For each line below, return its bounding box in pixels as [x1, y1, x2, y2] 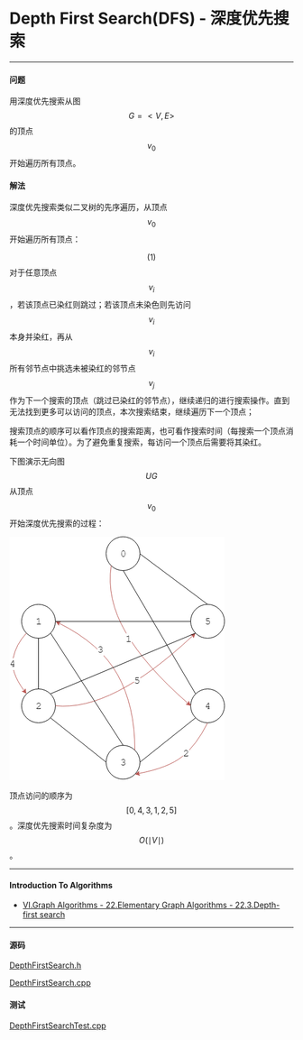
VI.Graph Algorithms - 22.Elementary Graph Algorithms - [22, 899, 234, 911]
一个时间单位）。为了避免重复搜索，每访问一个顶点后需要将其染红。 [16, 437, 266, 447]
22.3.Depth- [234, 899, 280, 911]
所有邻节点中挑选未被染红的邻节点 [9, 363, 136, 374]
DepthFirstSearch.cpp [9, 978, 92, 989]
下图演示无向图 [9, 456, 65, 467]
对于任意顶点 [9, 267, 57, 278]
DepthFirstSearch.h [9, 960, 82, 971]
